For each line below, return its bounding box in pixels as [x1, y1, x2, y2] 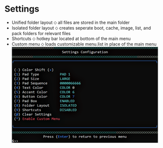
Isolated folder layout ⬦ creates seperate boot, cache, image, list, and [11, 25, 151, 31]
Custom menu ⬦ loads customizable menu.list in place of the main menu [11, 41, 157, 47]
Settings [4, 3, 39, 15]
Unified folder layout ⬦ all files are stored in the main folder [11, 19, 130, 25]
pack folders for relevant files [11, 30, 71, 36]
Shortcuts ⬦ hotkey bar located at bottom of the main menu [11, 36, 131, 41]
